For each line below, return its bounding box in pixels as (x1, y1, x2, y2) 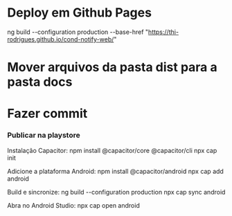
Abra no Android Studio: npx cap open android (7, 201, 140, 209)
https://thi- (148, 28, 179, 36)
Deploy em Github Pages (7, 5, 152, 21)
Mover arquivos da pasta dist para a (7, 60, 217, 75)
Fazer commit (7, 106, 88, 122)
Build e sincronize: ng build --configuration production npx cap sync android (7, 188, 226, 196)
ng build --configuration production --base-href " (7, 28, 149, 36)
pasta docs (7, 74, 73, 90)
